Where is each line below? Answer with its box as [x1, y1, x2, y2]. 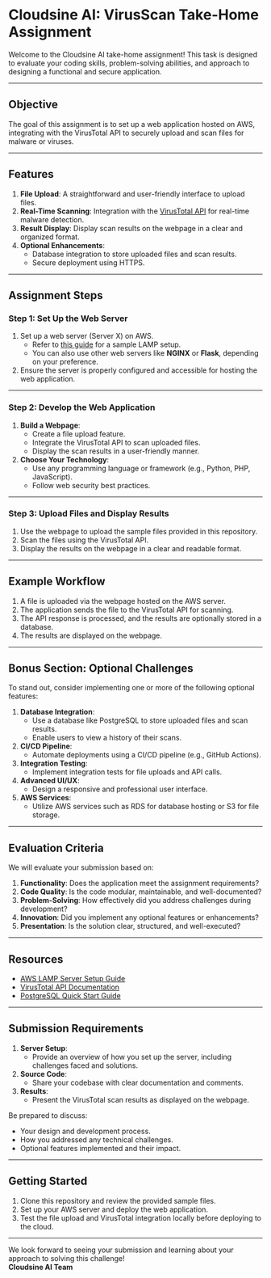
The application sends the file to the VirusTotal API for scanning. [19, 605, 234, 614]
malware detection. [19, 214, 85, 224]
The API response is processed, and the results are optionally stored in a [19, 613, 262, 623]
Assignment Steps [8, 289, 103, 302]
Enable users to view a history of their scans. [31, 733, 182, 743]
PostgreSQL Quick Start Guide [19, 991, 121, 1001]
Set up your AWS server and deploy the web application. [19, 1204, 208, 1214]
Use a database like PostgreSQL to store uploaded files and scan [31, 715, 248, 725]
